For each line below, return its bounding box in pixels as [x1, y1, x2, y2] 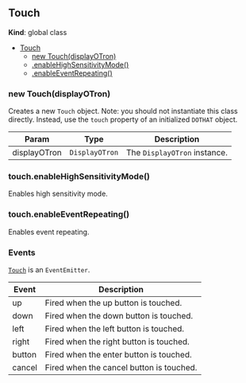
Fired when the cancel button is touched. [44, 362, 198, 373]
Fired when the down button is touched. [44, 311, 194, 321]
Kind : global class [8, 27, 67, 37]
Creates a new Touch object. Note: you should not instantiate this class [8, 107, 238, 116]
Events [8, 247, 36, 258]
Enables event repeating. [8, 227, 90, 236]
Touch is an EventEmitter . [8, 265, 90, 274]
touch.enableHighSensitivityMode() [8, 171, 151, 182]
